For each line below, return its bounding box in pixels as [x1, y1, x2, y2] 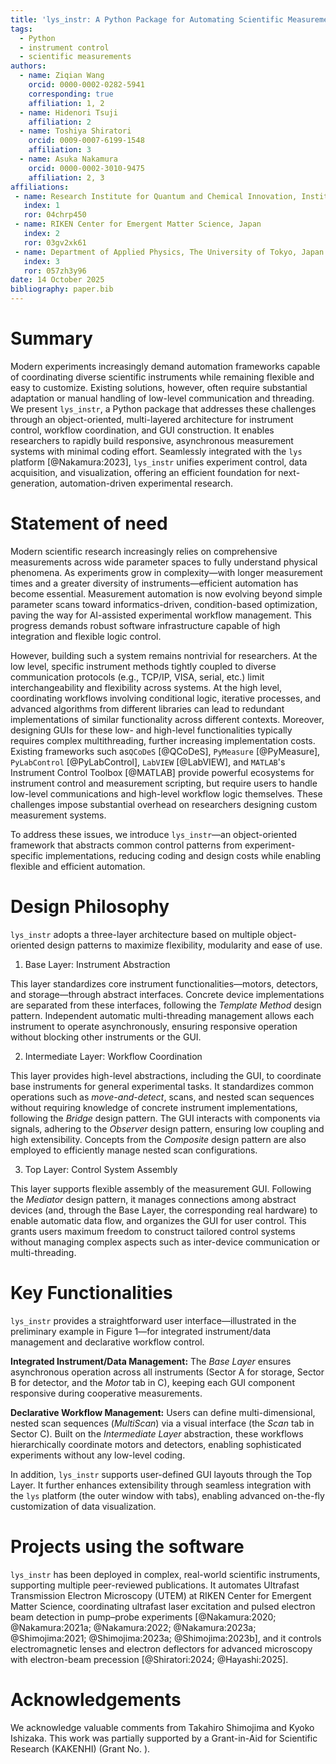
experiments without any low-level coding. [10, 1449, 186, 1461]
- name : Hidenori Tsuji [19, 107, 118, 118]
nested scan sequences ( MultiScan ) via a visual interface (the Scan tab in [10, 1417, 315, 1429]
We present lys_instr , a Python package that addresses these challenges [10, 402, 317, 415]
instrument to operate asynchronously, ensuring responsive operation [10, 1020, 298, 1032]
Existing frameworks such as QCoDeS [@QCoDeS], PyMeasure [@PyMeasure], [10, 745, 321, 757]
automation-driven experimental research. [59, 477, 234, 489]
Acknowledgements [10, 1688, 182, 1711]
